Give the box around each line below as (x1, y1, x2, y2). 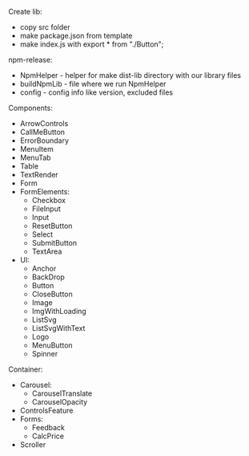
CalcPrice (31, 431, 64, 441)
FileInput (31, 204, 62, 214)
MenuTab (19, 153, 51, 162)
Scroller (19, 440, 46, 449)
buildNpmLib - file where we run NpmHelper (19, 79, 167, 88)
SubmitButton (31, 238, 78, 247)
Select (31, 230, 54, 239)
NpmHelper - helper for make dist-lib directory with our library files (19, 71, 242, 79)
